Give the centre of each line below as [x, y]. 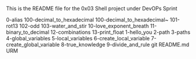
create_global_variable [33, 44]
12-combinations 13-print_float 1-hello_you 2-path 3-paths [121, 32]
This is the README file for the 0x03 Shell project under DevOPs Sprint [92, 8]
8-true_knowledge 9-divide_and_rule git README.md [125, 44]
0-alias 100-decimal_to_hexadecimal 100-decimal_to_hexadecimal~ [87, 20]
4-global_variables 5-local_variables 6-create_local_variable [78, 38]
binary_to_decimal [28, 32]
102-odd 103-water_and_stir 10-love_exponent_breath [84, 26]
